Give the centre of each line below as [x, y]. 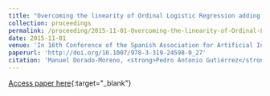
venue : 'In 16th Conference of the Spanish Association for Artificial [131, 46]
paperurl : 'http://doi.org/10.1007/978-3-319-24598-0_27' [107, 53]
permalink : [27, 30]
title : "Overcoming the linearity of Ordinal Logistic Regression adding [135, 16]
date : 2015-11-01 [37, 38]
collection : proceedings [50, 23]
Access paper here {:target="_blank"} [70, 83]
